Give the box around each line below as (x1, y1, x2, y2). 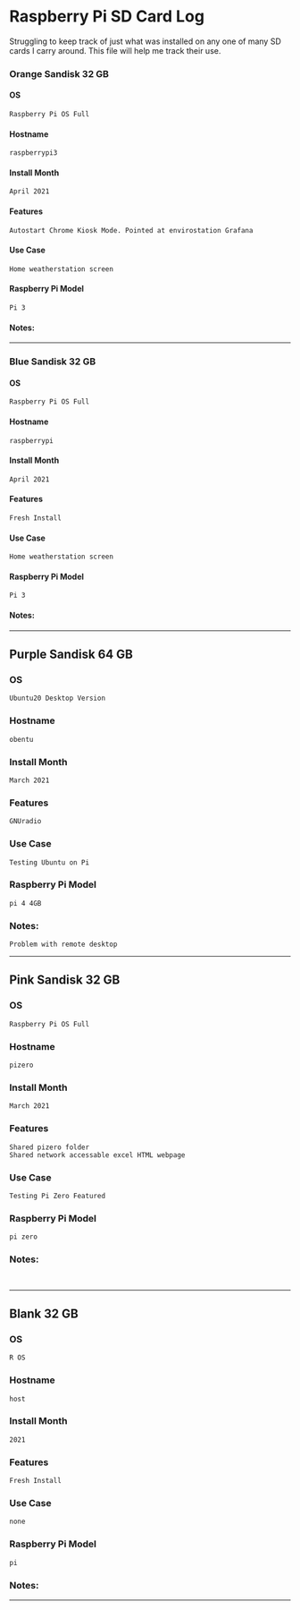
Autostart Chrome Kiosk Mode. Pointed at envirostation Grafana (9, 226, 254, 234)
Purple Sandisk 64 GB (9, 647, 134, 662)
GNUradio (9, 817, 42, 826)
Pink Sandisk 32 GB (9, 973, 121, 988)
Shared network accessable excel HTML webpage (9, 1150, 186, 1160)
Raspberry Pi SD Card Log (9, 6, 205, 27)
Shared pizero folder (9, 1143, 90, 1152)
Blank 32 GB (9, 1306, 79, 1321)
